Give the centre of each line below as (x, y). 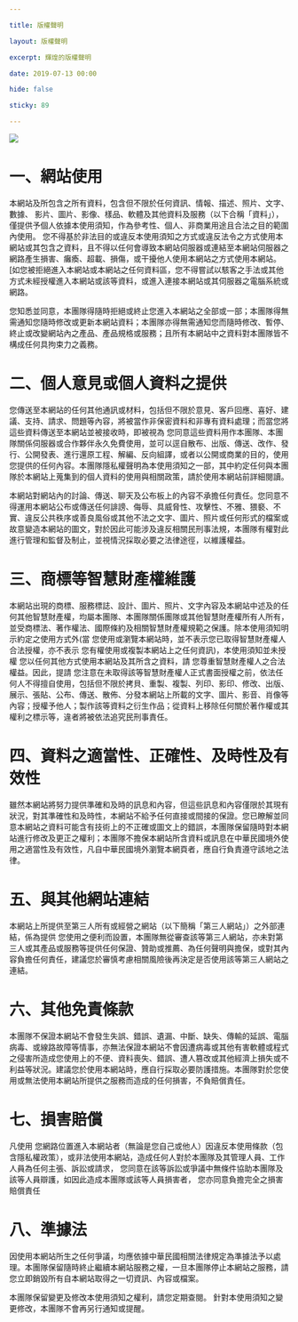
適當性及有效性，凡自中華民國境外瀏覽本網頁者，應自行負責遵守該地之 (153, 849)
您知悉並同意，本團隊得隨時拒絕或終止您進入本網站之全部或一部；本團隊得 (145, 310)
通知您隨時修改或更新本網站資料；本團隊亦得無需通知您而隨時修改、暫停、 (153, 322)
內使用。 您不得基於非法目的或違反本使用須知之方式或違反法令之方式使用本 (146, 236)
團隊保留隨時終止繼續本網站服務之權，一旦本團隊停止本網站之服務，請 (161, 1267)
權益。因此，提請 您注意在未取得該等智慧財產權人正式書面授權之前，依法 (142, 672)
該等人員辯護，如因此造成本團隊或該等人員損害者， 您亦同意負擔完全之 (138, 1179)
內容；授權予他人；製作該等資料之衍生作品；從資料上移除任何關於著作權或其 (149, 705)
